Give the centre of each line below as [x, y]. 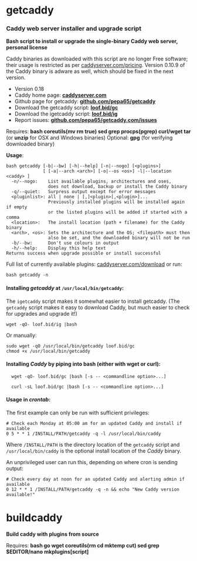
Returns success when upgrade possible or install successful [84, 254]
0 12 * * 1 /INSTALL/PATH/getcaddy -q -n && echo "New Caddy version [93, 490]
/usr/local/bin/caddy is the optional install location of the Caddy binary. [94, 451]
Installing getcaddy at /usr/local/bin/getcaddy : [65, 288]
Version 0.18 [29, 89]
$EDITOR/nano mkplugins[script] [47, 552]
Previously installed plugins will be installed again [116, 202]
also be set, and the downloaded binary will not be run [119, 238]
